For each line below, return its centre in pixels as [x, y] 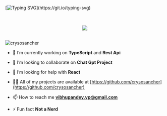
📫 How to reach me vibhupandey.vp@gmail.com [65, 97]
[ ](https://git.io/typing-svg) [48, 8]
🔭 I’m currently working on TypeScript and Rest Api [67, 52]
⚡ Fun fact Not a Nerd [35, 109]
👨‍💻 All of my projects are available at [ [52, 82]
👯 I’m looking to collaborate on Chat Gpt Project [62, 62]
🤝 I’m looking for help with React [46, 72]
